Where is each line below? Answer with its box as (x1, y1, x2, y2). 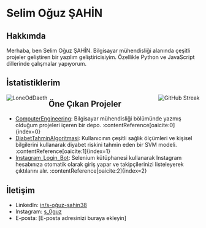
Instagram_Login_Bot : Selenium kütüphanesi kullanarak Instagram (15, 154, 182, 162)
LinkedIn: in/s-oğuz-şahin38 (15, 202, 87, 209)
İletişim (6, 185, 36, 195)
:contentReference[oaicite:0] (102, 122, 175, 129)
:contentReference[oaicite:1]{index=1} (15, 147, 111, 155)
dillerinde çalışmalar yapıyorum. (6, 60, 87, 67)
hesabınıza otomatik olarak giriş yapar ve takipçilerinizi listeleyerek (15, 160, 184, 168)
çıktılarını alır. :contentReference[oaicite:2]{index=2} (15, 167, 147, 175)
